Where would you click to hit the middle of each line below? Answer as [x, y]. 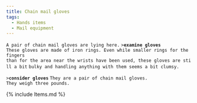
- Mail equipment [33, 28]
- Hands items [29, 22]
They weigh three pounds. [38, 84]
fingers [16, 56]
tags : [13, 17]
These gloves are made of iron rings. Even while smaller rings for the [97, 51]
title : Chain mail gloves [38, 11]
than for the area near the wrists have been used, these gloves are [93, 61]
